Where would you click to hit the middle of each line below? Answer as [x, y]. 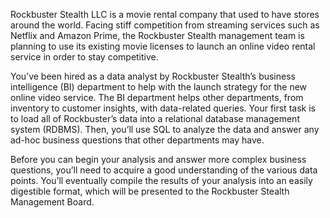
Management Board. [52, 202]
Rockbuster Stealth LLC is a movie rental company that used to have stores [165, 14]
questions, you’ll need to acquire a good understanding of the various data [164, 170]
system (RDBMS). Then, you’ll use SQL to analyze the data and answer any [165, 129]
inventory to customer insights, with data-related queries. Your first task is [163, 108]
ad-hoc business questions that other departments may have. [137, 140]
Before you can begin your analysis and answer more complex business [158, 159]
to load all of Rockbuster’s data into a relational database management [155, 118]
